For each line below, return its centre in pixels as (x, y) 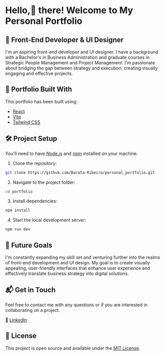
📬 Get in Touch (30, 290)
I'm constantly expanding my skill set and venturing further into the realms (83, 257)
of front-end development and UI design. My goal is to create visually (78, 262)
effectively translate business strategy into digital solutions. (67, 273)
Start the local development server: (49, 220)
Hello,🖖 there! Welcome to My (69, 10)
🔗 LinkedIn (16, 320)
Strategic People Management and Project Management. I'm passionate (80, 63)
